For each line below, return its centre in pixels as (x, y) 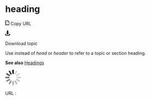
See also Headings (25, 63)
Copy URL (21, 23)
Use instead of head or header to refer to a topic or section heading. (75, 53)
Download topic (21, 43)
